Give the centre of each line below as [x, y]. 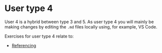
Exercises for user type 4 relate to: [39, 36]
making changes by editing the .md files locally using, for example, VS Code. [81, 26]
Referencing [24, 45]
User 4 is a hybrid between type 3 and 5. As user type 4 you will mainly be [79, 22]
